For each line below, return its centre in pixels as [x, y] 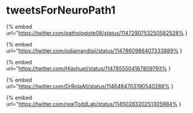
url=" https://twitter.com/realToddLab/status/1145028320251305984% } [94, 104]
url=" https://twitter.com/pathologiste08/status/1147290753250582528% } [97, 33]
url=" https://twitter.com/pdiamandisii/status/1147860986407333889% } [94, 50]
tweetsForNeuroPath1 [61, 10]
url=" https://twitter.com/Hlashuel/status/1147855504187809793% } [88, 68]
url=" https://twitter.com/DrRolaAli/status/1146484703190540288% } [90, 86]
